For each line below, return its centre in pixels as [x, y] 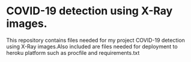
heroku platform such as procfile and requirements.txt [73, 52]
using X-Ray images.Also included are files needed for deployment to [92, 46]
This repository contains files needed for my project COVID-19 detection [95, 40]
